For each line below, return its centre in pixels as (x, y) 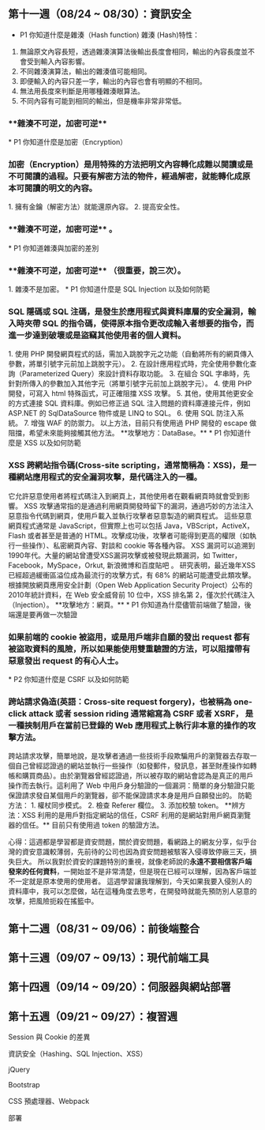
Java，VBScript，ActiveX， (209, 525)
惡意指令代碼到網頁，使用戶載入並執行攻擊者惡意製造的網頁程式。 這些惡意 (130, 515)
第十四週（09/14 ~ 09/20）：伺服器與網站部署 (119, 987)
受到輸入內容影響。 (58, 61)
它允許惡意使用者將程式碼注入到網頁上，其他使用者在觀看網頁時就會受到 (125, 495)
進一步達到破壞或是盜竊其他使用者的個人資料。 (97, 335)
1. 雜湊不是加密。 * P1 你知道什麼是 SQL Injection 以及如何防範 (109, 289)
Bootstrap (24, 1085)
